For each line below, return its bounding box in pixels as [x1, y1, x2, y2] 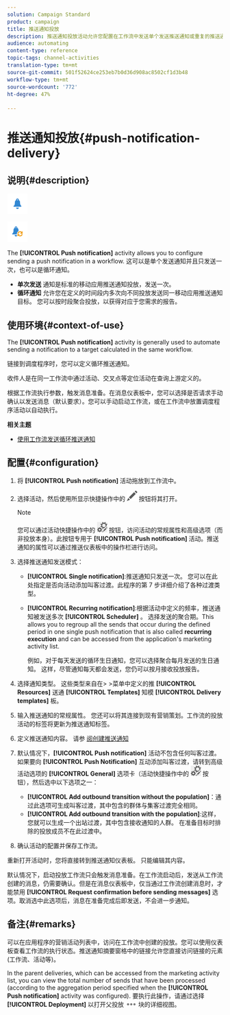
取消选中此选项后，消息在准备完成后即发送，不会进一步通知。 [18, 896, 193, 905]
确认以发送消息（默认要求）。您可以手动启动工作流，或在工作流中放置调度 [7, 397, 214, 405]
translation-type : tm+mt [7, 62, 78, 69]
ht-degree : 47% [7, 91, 51, 97]
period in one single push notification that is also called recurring [27, 627, 212, 635]
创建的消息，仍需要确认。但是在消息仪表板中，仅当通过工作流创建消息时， [7, 879, 217, 887]
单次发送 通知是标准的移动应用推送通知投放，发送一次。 [16, 280, 175, 288]
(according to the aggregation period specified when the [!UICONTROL [7, 983, 209, 992]
